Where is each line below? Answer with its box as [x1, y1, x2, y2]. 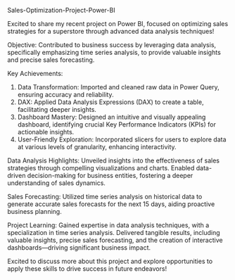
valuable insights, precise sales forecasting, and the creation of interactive [7, 236, 223, 244]
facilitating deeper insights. [17, 106, 97, 113]
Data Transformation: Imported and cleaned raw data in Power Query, [17, 83, 220, 91]
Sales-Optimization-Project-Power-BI [7, 6, 115, 14]
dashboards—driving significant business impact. [7, 243, 151, 252]
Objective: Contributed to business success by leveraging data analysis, [7, 41, 217, 49]
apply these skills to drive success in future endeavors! [7, 265, 167, 273]
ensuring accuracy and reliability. [17, 91, 114, 98]
